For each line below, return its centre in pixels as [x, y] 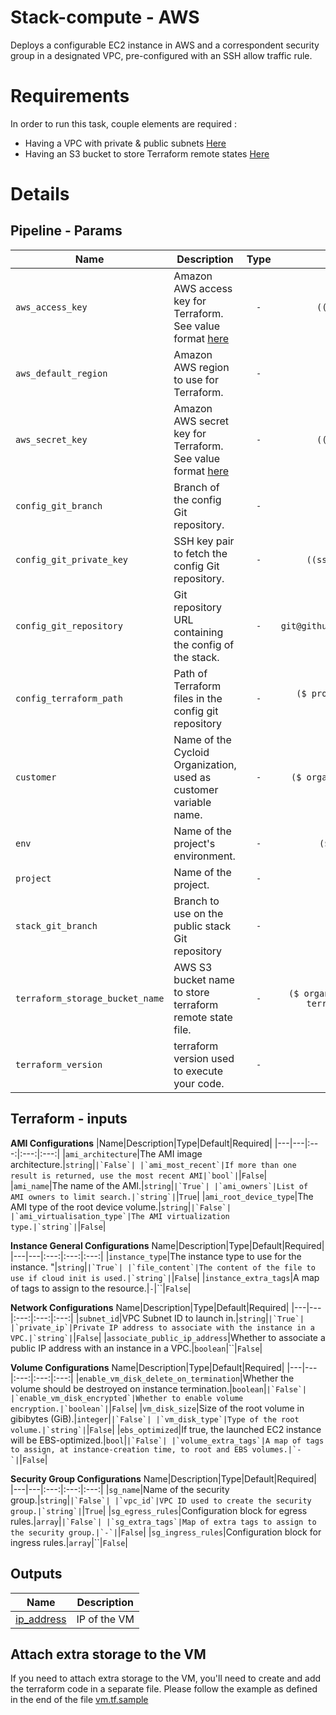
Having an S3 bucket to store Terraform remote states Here [147, 153]
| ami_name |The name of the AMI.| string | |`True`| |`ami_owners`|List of [159, 1185]
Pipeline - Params [66, 231]
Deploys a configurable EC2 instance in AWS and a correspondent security [165, 45]
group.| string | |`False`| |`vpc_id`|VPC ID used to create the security [161, 1500]
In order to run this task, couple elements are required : [124, 123]
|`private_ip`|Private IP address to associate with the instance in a [162, 1327]
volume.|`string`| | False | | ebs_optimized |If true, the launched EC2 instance [166, 1429]
